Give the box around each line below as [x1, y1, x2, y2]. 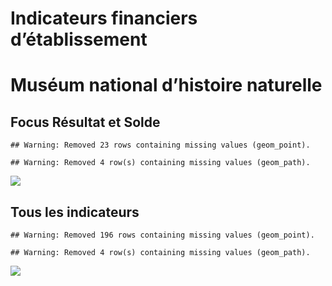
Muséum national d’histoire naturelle [10, 74, 323, 97]
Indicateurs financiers [10, 7, 198, 30]
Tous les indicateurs [10, 203, 140, 221]
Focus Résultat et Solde [10, 113, 161, 131]
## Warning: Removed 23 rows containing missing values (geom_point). [10, 140, 311, 151]
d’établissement [10, 28, 148, 51]
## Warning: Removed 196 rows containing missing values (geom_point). [10, 230, 315, 240]
